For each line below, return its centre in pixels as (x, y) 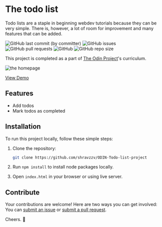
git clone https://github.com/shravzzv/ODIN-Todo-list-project (80, 157)
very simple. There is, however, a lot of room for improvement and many (79, 28)
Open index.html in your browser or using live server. (67, 176)
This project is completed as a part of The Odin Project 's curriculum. (76, 58)
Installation (23, 127)
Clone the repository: (34, 148)
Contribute (22, 192)
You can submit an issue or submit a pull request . (56, 210)
